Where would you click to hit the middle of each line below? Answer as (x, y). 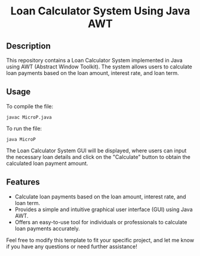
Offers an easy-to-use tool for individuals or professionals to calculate (101, 222)
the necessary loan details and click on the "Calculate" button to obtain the (99, 156)
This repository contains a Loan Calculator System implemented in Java (95, 60)
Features (23, 182)
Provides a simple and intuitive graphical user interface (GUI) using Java (104, 209)
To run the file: (24, 128)
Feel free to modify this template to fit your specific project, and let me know (100, 240)
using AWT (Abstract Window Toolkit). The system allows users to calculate (99, 67)
